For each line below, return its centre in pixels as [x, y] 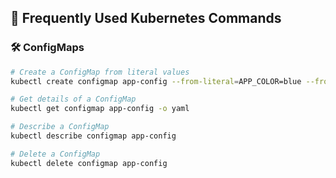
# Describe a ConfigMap [60, 127]
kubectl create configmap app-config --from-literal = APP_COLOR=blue [156, 81]
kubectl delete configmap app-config [89, 163]
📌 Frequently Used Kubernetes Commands [146, 18]
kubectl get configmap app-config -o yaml [100, 109]
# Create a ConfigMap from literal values [100, 72]
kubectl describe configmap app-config [93, 136]
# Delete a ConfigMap [55, 154]
